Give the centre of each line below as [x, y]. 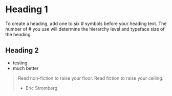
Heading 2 [22, 50]
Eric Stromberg [41, 88]
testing [20, 63]
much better [26, 68]
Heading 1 [27, 9]
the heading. [19, 34]
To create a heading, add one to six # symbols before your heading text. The [86, 23]
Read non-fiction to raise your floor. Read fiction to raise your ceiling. [91, 78]
